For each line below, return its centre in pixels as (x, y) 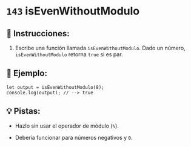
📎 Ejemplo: (27, 73)
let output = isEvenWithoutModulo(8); (55, 87)
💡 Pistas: (23, 111)
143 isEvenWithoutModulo (73, 11)
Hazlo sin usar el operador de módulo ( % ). (67, 126)
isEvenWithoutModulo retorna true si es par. (69, 54)
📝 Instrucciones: (38, 34)
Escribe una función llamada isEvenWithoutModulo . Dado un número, (100, 48)
